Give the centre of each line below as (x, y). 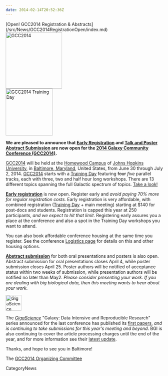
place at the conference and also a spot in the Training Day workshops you (83, 221)
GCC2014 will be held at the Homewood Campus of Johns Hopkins (75, 163)
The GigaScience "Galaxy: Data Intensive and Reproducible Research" (78, 318)
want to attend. (21, 226)
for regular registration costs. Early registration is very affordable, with (78, 199)
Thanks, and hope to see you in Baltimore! (49, 348)
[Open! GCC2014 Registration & (38, 24)
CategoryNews (21, 368)
